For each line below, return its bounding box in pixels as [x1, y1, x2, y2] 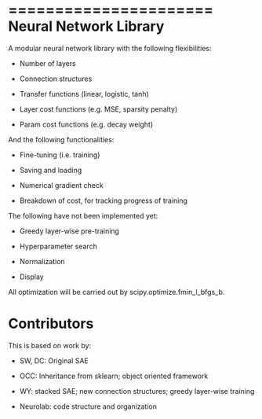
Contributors [8, 315, 94, 333]
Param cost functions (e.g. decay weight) [19, 119, 154, 129]
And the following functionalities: [8, 134, 115, 144]
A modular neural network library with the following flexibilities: [8, 43, 212, 53]
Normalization [19, 256, 65, 266]
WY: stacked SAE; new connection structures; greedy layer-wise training [19, 386, 255, 395]
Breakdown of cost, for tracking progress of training [19, 196, 188, 205]
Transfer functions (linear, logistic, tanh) [19, 89, 149, 98]
